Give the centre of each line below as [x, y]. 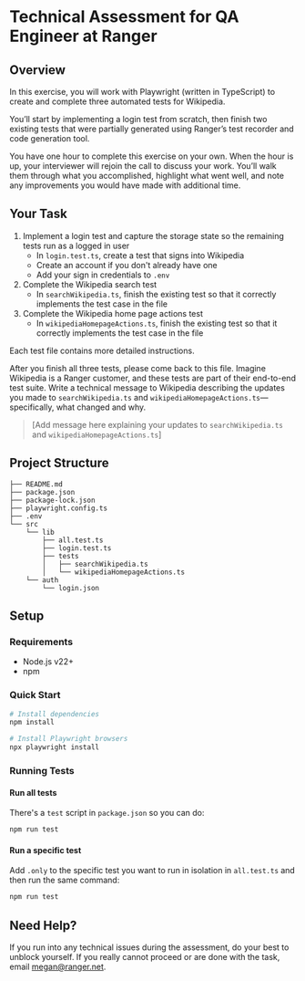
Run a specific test [46, 850]
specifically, [32, 407]
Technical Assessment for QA [124, 17]
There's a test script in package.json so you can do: [107, 813]
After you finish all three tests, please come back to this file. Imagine [138, 368]
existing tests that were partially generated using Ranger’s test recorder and [152, 129]
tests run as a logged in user [76, 245]
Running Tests [42, 771]
